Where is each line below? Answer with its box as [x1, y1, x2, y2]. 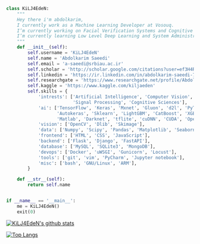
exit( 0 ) [17, 208, 36, 215]
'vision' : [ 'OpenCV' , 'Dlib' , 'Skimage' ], [37, 122, 145, 128]
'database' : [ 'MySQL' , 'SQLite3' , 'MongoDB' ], [37, 143, 156, 150]
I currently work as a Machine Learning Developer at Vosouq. [17, 22, 174, 28]
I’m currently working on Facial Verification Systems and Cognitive [17, 27, 193, 34]
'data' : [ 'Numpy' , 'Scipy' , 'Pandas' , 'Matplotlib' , [37, 127, 171, 133]
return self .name [27, 182, 70, 188]
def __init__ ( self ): [17, 45, 68, 50]
